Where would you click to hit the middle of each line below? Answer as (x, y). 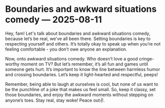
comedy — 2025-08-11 (53, 20)
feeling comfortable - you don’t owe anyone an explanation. (66, 49)
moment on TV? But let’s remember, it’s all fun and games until (84, 64)
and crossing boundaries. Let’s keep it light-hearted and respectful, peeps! (82, 74)
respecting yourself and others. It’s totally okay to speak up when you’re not (83, 44)
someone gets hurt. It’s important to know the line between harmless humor (83, 69)
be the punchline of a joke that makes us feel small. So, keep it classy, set (81, 89)
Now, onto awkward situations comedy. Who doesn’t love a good (72, 58)
